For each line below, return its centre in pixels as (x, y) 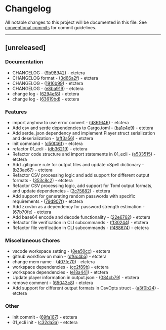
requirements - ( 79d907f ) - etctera (47, 201)
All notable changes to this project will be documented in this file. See (76, 22)
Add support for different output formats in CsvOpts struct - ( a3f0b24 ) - (86, 288)
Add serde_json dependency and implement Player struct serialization (84, 133)
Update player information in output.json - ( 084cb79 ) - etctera (76, 278)
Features (16, 112)
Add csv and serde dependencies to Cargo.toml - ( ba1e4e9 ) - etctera (83, 128)
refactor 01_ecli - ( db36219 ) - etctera (50, 148)
